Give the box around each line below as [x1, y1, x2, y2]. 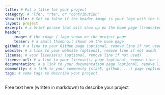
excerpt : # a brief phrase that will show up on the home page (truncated [5, 25, 162, 30]
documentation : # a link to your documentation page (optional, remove [5, 62, 155, 67]
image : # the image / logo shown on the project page [14, 35, 126, 40]
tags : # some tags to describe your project [5, 71, 98, 76]
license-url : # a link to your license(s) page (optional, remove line [5, 57, 155, 62]
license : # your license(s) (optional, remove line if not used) [5, 52, 141, 58]
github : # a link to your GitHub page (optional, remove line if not [5, 44, 151, 48]
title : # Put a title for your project [5, 7, 87, 12]
